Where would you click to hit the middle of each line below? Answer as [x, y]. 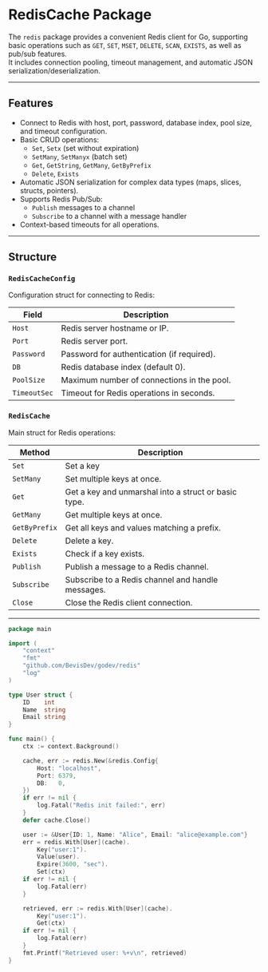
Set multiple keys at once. [113, 478]
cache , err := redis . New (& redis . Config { [91, 760]
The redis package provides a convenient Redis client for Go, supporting [128, 37]
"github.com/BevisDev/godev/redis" [82, 666]
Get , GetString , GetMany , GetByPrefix [91, 165]
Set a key [82, 466]
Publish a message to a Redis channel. [137, 566]
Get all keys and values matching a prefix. [143, 527]
